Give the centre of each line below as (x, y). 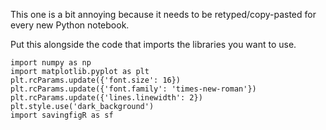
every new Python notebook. (70, 25)
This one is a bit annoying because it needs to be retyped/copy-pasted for (163, 14)
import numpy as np (51, 63)
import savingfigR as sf (62, 115)
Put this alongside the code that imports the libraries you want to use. (153, 44)
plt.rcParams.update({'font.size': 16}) (96, 80)
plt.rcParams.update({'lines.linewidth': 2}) (106, 98)
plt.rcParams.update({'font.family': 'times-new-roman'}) (133, 89)
